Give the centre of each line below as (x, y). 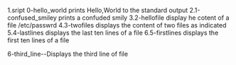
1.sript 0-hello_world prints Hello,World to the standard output (98, 10)
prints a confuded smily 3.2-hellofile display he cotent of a (144, 18)
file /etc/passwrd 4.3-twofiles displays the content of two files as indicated (117, 25)
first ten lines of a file (38, 40)
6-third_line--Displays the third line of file (68, 54)
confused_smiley (32, 18)
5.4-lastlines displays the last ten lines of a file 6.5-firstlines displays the (113, 32)
